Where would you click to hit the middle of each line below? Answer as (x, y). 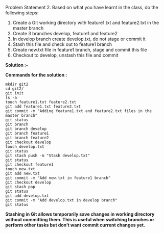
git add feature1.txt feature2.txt (43, 107)
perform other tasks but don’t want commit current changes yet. (75, 225)
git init (15, 93)
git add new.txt (22, 173)
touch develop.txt (25, 147)
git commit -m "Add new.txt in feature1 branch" (58, 178)
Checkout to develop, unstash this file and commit (65, 55)
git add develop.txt (27, 196)
